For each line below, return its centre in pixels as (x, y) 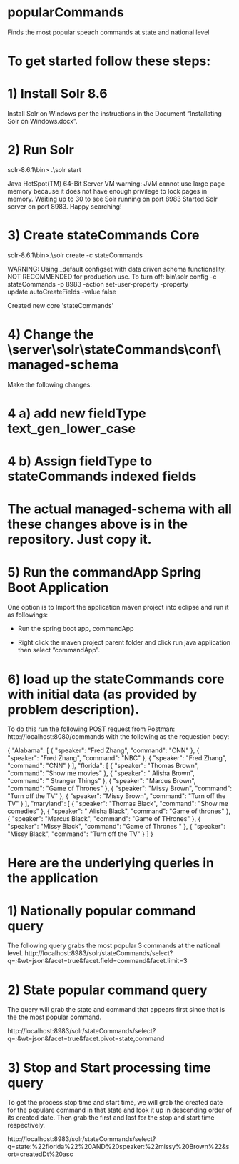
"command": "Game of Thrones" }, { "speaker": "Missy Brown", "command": (120, 789)
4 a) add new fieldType (77, 413)
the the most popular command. (55, 1017)
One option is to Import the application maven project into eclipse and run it (118, 607)
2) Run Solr (41, 150)
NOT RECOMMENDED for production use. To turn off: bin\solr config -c (112, 277)
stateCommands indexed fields (102, 477)
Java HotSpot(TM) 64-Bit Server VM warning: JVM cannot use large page (116, 184)
